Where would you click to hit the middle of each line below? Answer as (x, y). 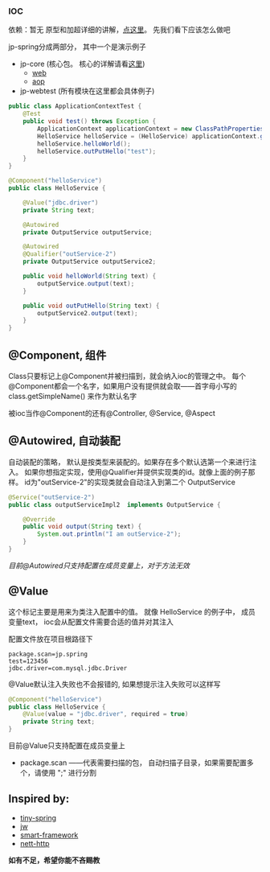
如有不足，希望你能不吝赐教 (54, 860)
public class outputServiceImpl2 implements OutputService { (115, 504)
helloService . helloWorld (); (84, 144)
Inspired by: (39, 798)
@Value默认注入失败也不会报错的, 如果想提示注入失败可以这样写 (115, 684)
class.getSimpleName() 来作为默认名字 (73, 396)
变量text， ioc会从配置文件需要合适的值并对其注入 (91, 622)
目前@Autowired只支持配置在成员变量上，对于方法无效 (99, 566)
